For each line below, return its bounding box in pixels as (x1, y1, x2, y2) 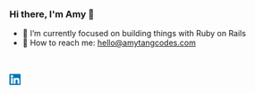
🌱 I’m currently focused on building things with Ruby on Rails (21, 28, 246, 39)
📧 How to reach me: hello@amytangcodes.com (21, 37, 197, 48)
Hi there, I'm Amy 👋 (9, 8, 95, 20)
